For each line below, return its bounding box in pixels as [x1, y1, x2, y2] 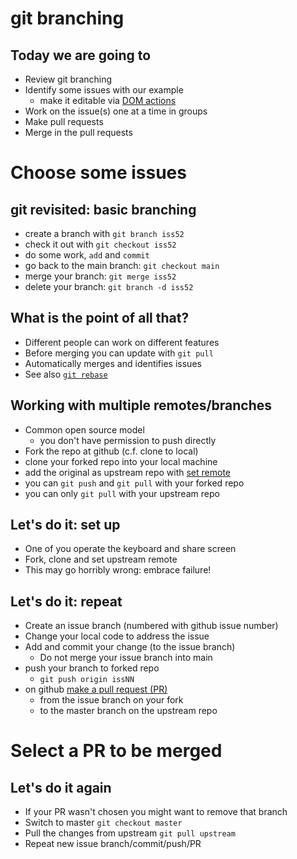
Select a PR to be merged [10, 740, 223, 762]
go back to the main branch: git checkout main [24, 260, 220, 271]
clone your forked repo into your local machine [24, 455, 218, 467]
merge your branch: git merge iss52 [24, 270, 177, 282]
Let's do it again [10, 779, 112, 796]
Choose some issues [10, 162, 187, 184]
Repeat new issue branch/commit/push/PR [24, 838, 202, 850]
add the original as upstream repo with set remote [24, 466, 232, 478]
